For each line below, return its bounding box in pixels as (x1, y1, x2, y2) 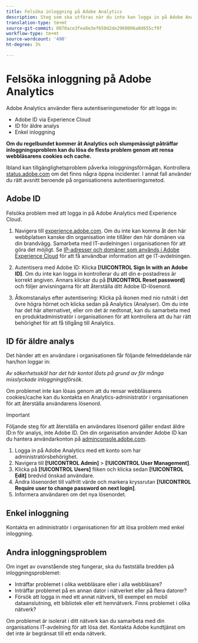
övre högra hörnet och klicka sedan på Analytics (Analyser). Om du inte (14, 300, 189, 308)
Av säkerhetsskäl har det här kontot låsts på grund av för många (6, 370, 164, 377)
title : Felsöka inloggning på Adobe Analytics (6, 8, 123, 15)
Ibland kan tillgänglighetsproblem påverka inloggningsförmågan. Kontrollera (6, 164, 190, 171)
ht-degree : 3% (6, 42, 41, 48)
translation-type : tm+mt (6, 20, 67, 25)
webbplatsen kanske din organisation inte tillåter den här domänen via (14, 233, 185, 240)
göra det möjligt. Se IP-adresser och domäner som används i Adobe (14, 246, 180, 253)
